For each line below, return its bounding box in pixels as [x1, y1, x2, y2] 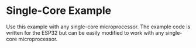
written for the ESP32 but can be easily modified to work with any [6, 29, 164, 36]
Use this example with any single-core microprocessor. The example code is [6, 23, 191, 30]
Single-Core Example [6, 4, 112, 17]
